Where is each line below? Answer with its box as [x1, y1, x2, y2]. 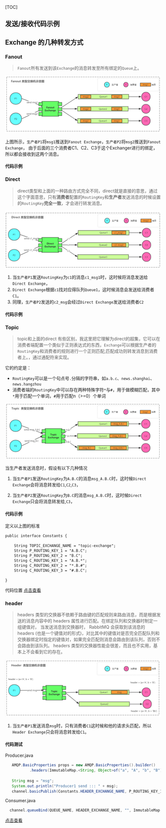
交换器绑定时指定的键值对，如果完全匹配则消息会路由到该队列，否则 [17, 636, 156, 642]
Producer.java [5, 752, 34, 759]
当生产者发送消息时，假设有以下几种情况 [5, 465, 87, 471]
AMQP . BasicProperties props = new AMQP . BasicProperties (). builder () [11, 763, 156, 768]
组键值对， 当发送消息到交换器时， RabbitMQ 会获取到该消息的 [17, 624, 145, 630]
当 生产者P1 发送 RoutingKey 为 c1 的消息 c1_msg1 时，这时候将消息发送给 [12, 274, 148, 280]
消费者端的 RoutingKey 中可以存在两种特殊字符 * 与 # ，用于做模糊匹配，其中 [12, 387, 161, 392]
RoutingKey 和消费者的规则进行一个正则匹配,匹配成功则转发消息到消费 [17, 348, 158, 354]
